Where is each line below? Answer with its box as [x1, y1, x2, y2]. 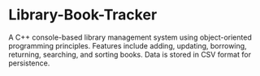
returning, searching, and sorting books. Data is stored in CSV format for [8, 49, 252, 59]
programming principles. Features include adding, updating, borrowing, [8, 40, 247, 50]
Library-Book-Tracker [8, 6, 158, 24]
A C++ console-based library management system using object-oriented [8, 32, 252, 42]
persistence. [8, 58, 50, 68]
